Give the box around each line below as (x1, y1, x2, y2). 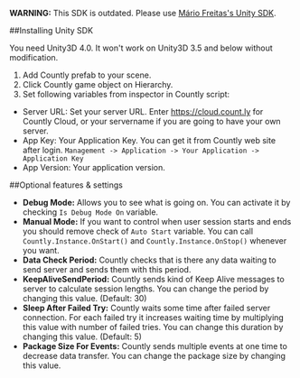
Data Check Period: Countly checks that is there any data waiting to (22, 254, 277, 265)
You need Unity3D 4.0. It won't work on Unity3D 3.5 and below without (9, 42, 273, 53)
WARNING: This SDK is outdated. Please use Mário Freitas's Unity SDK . (9, 8, 277, 18)
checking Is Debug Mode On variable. (22, 207, 159, 217)
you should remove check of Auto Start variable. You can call (22, 226, 254, 236)
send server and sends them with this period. (22, 264, 192, 274)
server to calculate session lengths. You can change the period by (22, 283, 269, 294)
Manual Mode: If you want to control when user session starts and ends (22, 217, 292, 226)
